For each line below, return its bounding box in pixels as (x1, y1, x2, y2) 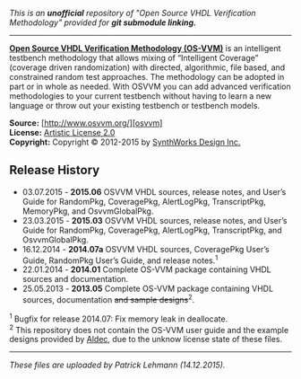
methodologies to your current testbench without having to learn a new (9, 91, 272, 101)
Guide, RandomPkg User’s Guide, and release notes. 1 (21, 253, 219, 266)
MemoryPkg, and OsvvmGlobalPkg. (21, 206, 154, 216)
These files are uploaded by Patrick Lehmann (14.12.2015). (9, 359, 226, 371)
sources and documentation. (21, 274, 129, 285)
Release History (9, 163, 100, 178)
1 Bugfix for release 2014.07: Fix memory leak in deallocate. (9, 312, 228, 324)
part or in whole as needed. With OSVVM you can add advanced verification (9, 81, 291, 92)
